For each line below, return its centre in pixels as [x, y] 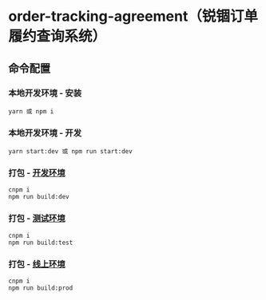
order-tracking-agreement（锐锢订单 [133, 16]
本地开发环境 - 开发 [45, 132]
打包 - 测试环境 [37, 219]
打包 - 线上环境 [37, 264]
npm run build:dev [39, 197]
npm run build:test [41, 243]
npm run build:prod [41, 288]
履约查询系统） [58, 36]
